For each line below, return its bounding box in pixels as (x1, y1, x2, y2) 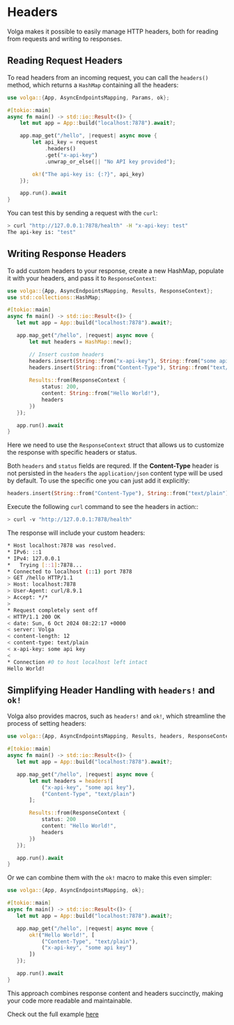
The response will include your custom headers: (7, 529, 146, 537)
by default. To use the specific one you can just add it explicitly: (7, 476, 190, 485)
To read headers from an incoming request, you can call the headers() (7, 73, 209, 81)
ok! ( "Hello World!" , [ (29, 931, 95, 939)
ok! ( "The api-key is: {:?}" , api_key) (32, 171, 145, 178)
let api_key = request (32, 139, 98, 146)
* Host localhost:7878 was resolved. (7, 542, 117, 549)
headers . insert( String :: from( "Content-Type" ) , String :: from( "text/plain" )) (7, 490, 232, 497)
